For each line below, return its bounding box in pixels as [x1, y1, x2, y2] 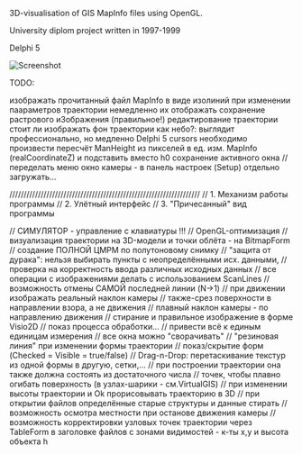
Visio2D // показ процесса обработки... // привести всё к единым [9, 322, 261, 331]
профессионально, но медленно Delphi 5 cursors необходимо [9, 133, 248, 143]
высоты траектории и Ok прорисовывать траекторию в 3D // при [9, 388, 260, 399]
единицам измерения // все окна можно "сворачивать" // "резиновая [9, 331, 279, 341]
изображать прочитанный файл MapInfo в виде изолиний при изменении [9, 95, 291, 105]
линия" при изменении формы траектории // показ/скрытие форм [9, 340, 264, 350]
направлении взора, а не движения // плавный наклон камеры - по [9, 302, 269, 313]
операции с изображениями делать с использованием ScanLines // [9, 274, 270, 284]
